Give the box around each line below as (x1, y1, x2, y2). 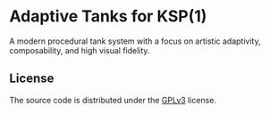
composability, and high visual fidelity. (9, 45, 150, 55)
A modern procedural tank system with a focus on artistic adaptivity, (9, 36, 261, 46)
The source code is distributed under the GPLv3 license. (9, 94, 217, 105)
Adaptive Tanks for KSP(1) (9, 6, 207, 27)
